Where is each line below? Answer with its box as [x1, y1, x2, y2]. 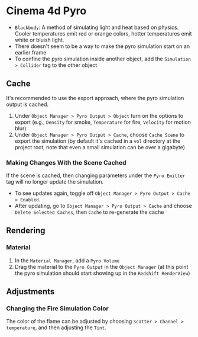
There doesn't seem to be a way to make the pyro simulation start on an [14, 43, 190, 50]
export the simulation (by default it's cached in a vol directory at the [14, 137, 181, 145]
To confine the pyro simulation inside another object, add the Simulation [14, 55, 191, 62]
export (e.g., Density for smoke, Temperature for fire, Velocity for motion [14, 118, 191, 126]
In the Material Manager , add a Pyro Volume [14, 256, 120, 264]
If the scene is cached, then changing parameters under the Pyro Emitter [6, 172, 186, 179]
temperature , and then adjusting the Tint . [6, 324, 106, 331]
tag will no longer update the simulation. [6, 178, 104, 185]
